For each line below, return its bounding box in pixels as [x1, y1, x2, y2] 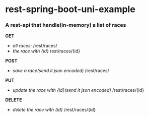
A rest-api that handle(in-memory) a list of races [5, 22, 126, 29]
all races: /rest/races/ [12, 43, 58, 49]
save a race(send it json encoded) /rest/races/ [12, 68, 110, 74]
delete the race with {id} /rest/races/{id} [12, 107, 96, 113]
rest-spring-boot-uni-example [5, 4, 136, 15]
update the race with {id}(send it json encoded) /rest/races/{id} [12, 87, 144, 93]
